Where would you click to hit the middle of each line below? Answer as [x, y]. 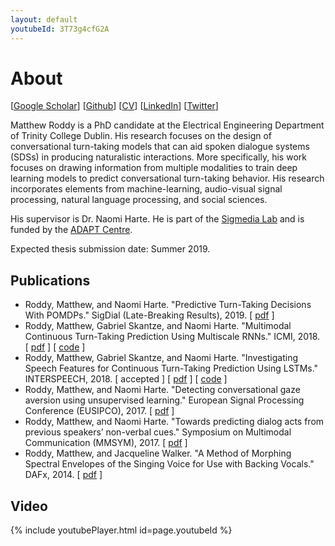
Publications [50, 280]
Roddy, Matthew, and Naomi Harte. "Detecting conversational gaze [162, 390]
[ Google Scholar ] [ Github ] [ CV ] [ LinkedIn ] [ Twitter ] [114, 106]
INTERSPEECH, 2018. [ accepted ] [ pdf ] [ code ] [126, 379]
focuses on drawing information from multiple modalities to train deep [154, 168]
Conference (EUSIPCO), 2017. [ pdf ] [99, 411]
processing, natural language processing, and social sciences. [139, 200]
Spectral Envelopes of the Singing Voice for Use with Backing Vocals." [169, 464]
